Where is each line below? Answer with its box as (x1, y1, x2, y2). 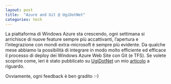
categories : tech (5, 17, 42, 22)
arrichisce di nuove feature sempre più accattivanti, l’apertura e (5, 36, 139, 42)
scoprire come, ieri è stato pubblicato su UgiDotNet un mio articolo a (5, 58, 150, 64)
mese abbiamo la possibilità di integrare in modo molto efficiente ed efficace (5, 47, 166, 53)
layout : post (5, 7, 33, 13)
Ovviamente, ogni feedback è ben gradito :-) (5, 73, 99, 79)
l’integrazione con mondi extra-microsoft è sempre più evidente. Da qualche (5, 42, 166, 48)
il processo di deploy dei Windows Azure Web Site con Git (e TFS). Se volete (5, 52, 166, 59)
